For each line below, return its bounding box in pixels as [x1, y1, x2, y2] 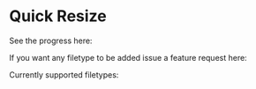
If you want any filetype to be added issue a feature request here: [9, 52, 247, 63]
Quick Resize [9, 6, 108, 26]
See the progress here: [9, 35, 93, 46]
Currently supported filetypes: [9, 69, 119, 80]
